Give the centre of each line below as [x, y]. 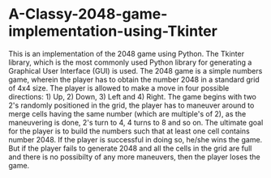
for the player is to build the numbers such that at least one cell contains [129, 131]
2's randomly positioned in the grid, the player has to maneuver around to [131, 105]
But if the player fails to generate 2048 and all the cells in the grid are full [130, 148]
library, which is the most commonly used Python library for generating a [130, 62]
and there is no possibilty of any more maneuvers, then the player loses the [135, 157]
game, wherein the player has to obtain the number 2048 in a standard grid [134, 79]
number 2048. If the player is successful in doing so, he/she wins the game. [135, 139]
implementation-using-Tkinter [113, 31]
